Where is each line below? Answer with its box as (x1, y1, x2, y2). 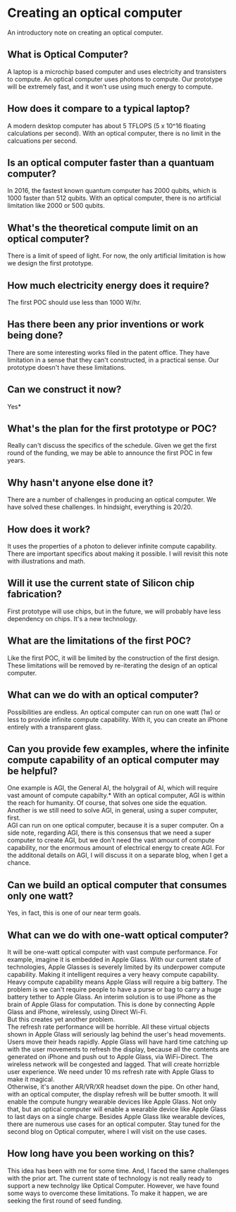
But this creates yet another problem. (7, 1015, 116, 1023)
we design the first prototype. (7, 259, 94, 268)
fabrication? (7, 588, 62, 600)
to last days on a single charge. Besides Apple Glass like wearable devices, (7, 1112, 225, 1120)
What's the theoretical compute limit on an (7, 222, 199, 234)
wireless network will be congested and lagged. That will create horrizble (7, 1060, 220, 1068)
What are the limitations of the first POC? (7, 635, 192, 647)
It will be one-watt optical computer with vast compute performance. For (7, 947, 218, 956)
